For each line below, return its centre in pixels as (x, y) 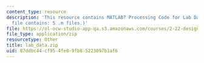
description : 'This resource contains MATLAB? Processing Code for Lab (99, 17)
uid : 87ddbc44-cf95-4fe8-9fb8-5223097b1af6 (62, 51)
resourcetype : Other (32, 40)
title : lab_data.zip (32, 46)
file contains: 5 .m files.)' (50, 23)
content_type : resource (36, 12)
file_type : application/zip (42, 34)
